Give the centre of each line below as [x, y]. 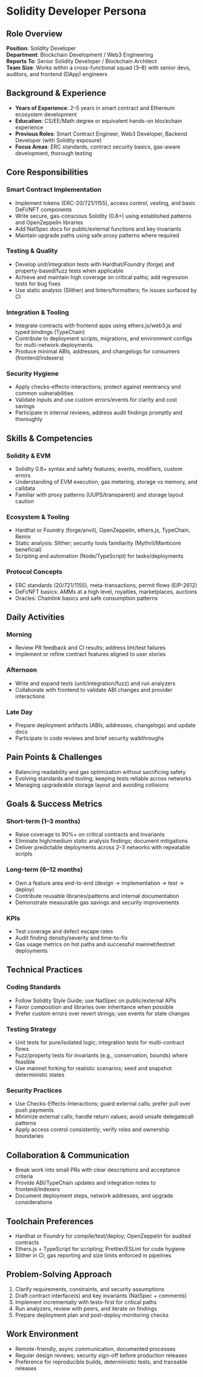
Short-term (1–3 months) [43, 821]
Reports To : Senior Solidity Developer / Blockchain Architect [82, 61]
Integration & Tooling [38, 312]
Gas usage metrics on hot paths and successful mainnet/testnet [95, 944]
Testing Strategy [31, 1029]
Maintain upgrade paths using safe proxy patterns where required [97, 235]
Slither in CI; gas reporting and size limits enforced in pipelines [93, 1255]
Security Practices [34, 1090]
